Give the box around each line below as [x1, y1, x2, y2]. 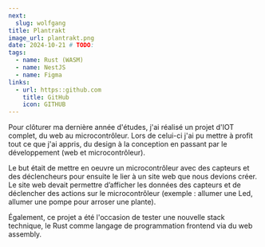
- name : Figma [15, 71, 62, 79]
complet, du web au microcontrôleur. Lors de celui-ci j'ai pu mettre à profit [8, 131, 253, 140]
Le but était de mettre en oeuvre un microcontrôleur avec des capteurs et [8, 163, 250, 173]
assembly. [8, 229, 42, 239]
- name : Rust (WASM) [15, 57, 84, 65]
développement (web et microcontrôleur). [8, 148, 146, 158]
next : [8, 11, 26, 20]
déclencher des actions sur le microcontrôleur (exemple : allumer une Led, [8, 189, 253, 198]
